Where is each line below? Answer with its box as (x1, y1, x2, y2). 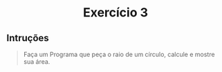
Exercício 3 (82, 5, 149, 21)
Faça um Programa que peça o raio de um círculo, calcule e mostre (23, 50, 215, 58)
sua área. (23, 58, 50, 66)
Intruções (6, 32, 49, 44)
